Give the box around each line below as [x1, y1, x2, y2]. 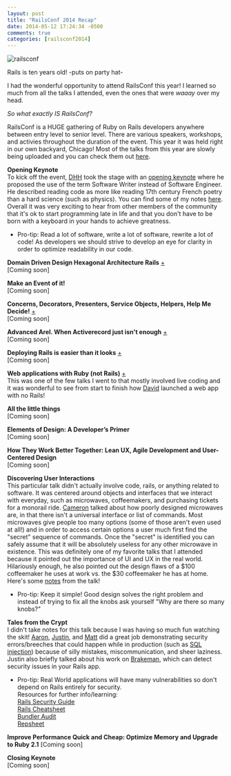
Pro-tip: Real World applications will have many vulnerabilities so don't [17, 676, 217, 684]
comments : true [7, 29, 51, 37]
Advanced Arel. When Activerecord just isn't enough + [7, 328, 168, 336]
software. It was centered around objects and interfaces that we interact [7, 489, 212, 497]
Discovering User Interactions [7, 474, 95, 483]
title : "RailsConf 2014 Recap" [7, 17, 97, 23]
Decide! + [7, 307, 36, 316]
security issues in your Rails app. [7, 662, 101, 670]
